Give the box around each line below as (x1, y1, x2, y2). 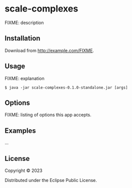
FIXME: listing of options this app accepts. (4, 112, 91, 118)
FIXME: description (4, 20, 44, 26)
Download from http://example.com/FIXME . (4, 47, 94, 53)
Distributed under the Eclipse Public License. (4, 177, 97, 183)
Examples (4, 126, 36, 135)
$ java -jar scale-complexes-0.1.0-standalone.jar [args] (4, 85, 128, 90)
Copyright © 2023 (4, 167, 43, 173)
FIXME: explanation (4, 75, 44, 81)
